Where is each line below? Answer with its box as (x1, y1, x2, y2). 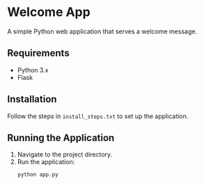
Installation (7, 93, 57, 105)
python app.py (17, 171, 58, 178)
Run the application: (17, 158, 75, 166)
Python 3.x (17, 65, 49, 74)
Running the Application (7, 131, 115, 143)
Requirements (7, 47, 70, 59)
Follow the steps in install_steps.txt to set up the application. (7, 112, 189, 120)
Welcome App (7, 4, 91, 20)
